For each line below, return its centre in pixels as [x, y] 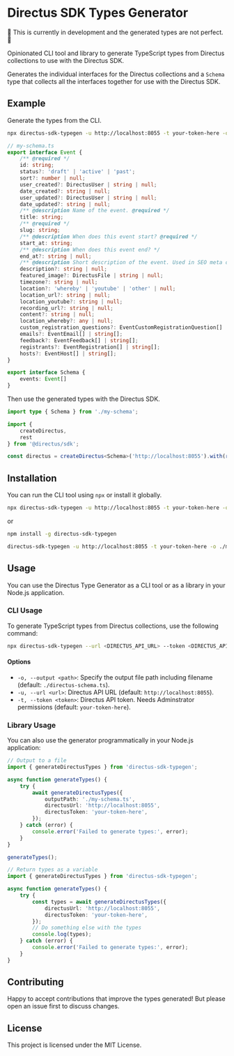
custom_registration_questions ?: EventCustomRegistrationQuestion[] [121, 328]
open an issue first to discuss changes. [63, 1006]
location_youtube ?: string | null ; [71, 302]
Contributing [36, 982]
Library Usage [32, 725]
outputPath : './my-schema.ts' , [90, 799]
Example [26, 104]
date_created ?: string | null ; [65, 191]
